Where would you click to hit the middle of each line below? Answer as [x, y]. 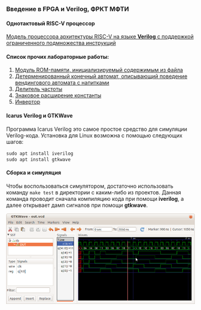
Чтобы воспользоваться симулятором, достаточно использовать [90, 186]
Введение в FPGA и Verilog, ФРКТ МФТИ [68, 9]
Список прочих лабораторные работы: [58, 56]
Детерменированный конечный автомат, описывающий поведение [101, 76]
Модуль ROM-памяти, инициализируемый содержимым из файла [99, 70]
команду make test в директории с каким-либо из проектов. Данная [94, 192]
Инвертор [28, 102]
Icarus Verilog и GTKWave [39, 115]
